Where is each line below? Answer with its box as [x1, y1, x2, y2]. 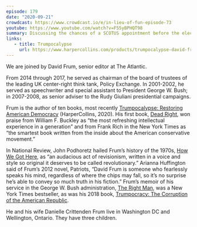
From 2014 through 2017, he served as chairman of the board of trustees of [6, 74, 188, 81]
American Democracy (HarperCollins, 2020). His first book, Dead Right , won [6, 110, 191, 117]
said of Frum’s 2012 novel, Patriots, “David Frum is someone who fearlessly [6, 165, 188, 172]
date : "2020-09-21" [6, 14, 54, 20]
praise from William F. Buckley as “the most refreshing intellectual [6, 117, 165, 124]
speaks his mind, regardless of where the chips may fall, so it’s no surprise [6, 171, 186, 179]
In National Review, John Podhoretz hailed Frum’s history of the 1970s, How [6, 147, 188, 154]
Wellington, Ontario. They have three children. [6, 214, 117, 221]
